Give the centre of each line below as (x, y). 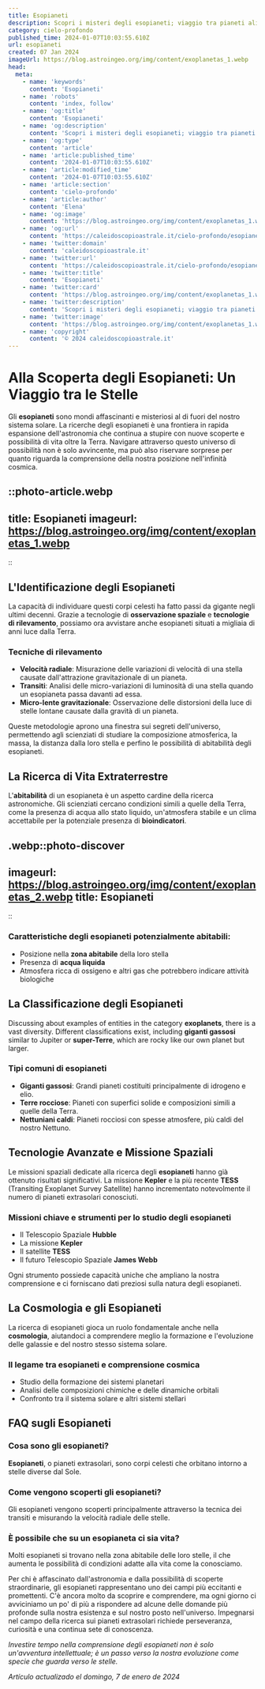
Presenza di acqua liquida (62, 962)
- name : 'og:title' (54, 111)
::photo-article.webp (61, 492)
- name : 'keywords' (54, 81)
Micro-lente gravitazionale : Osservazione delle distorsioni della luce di (136, 703)
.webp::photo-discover (66, 845)
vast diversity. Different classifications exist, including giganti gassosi (122, 1031)
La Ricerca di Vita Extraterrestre (88, 777)
